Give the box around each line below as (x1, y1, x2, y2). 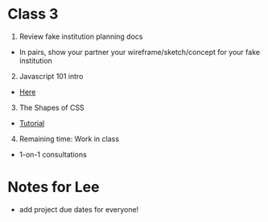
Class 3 (7, 5, 59, 23)
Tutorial (19, 118, 45, 128)
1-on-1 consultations (19, 149, 88, 159)
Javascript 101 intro (19, 71, 84, 81)
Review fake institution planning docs (19, 31, 143, 41)
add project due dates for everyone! (19, 204, 139, 214)
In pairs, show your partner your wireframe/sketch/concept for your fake (19, 47, 261, 57)
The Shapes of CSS (19, 103, 85, 112)
